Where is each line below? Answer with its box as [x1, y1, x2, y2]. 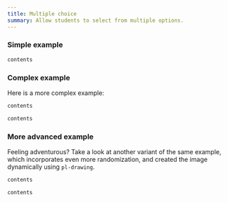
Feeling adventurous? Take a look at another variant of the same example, [7, 148, 222, 156]
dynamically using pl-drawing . [7, 163, 95, 171]
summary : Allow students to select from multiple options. [7, 17, 184, 24]
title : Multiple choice [7, 10, 77, 18]
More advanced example [7, 132, 94, 141]
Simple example [7, 40, 63, 50]
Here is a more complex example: [7, 89, 104, 97]
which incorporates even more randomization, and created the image [7, 156, 208, 164]
